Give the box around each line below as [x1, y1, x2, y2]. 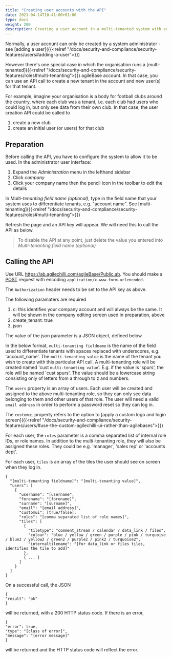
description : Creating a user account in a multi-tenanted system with [5, 27, 161, 32]
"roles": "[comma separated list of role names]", [18, 514, 130, 519]
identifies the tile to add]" [5, 546, 70, 551]
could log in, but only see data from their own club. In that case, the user [5, 104, 159, 110]
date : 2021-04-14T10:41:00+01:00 [5, 12, 77, 17]
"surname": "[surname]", [18, 501, 72, 506]
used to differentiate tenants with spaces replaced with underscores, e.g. [5, 347, 160, 354]
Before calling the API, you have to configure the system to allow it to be [5, 153, 158, 160]
